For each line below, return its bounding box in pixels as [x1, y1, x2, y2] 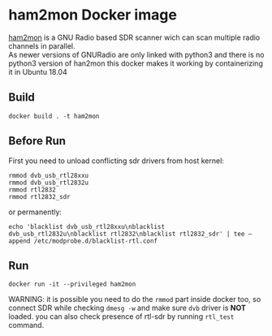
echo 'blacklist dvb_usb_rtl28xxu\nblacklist [8, 222, 165, 230]
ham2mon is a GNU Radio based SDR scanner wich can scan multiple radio [8, 32, 261, 42]
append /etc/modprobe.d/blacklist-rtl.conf [8, 237, 158, 245]
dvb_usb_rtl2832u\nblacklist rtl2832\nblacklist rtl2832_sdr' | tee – [8, 230, 253, 238]
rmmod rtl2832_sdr [8, 192, 71, 200]
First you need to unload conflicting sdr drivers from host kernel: [8, 156, 225, 166]
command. [8, 321, 45, 330]
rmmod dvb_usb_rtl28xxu [8, 171, 89, 179]
